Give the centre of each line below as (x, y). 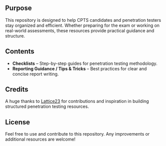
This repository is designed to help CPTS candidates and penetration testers (83, 20)
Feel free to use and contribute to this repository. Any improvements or (78, 134)
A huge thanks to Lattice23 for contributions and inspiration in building (77, 101)
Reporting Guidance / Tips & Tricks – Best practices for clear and (80, 68)
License (18, 122)
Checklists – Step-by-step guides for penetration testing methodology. (85, 63)
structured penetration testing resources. (47, 106)
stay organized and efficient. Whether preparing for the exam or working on (83, 25)
